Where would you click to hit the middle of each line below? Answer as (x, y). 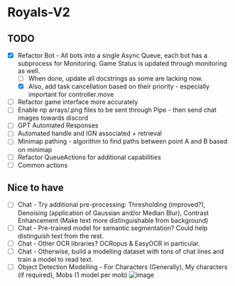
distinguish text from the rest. (61, 236)
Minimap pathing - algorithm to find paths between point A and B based (122, 142)
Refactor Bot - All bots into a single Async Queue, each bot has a (113, 55)
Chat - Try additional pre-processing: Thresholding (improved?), (111, 205)
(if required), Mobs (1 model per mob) (72, 275)
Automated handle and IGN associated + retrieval (89, 133)
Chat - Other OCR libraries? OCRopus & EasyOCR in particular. (109, 243)
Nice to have (35, 188)
